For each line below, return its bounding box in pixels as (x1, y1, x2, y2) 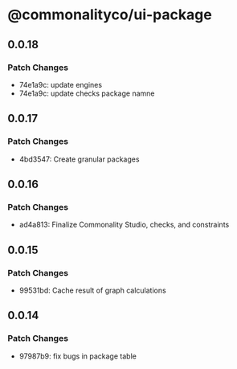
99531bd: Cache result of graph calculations (18, 285, 166, 295)
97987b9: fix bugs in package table (18, 351, 137, 361)
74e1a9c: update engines (18, 80, 102, 89)
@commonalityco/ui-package (7, 6, 212, 24)
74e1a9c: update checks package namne (18, 88, 155, 98)
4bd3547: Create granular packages (18, 154, 140, 164)
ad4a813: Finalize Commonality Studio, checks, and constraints (18, 219, 230, 230)
